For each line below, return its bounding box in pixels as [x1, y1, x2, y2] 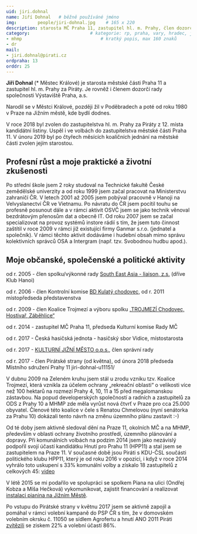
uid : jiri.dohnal [6, 8, 49, 15]
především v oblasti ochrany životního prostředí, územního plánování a [6, 430, 177, 437]
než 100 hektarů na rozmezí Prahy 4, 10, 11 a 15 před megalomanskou [6, 388, 173, 395]
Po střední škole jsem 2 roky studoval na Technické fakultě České [6, 182, 165, 189]
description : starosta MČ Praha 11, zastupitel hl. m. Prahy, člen [6, 25, 175, 31]
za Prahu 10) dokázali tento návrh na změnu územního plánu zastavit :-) [6, 413, 179, 419]
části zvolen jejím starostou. [6, 139, 74, 147]
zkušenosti [6, 166, 48, 176]
